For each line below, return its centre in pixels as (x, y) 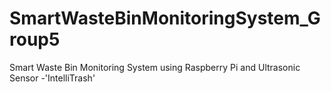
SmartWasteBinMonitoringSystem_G (165, 18)
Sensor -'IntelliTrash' (52, 78)
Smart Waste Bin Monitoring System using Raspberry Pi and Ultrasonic (155, 67)
